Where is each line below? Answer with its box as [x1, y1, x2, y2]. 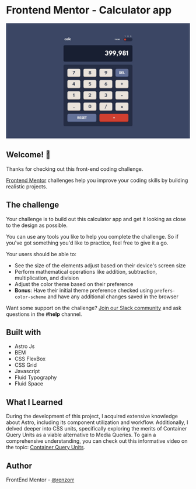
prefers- [154, 288, 176, 294]
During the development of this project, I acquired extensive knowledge [6, 413, 178, 420]
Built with [6, 327, 41, 337]
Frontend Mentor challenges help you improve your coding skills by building [6, 177, 188, 184]
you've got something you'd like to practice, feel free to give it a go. [6, 239, 169, 246]
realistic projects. [6, 182, 48, 190]
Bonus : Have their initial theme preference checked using [14, 287, 153, 294]
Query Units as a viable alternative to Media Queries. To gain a [6, 431, 156, 439]
